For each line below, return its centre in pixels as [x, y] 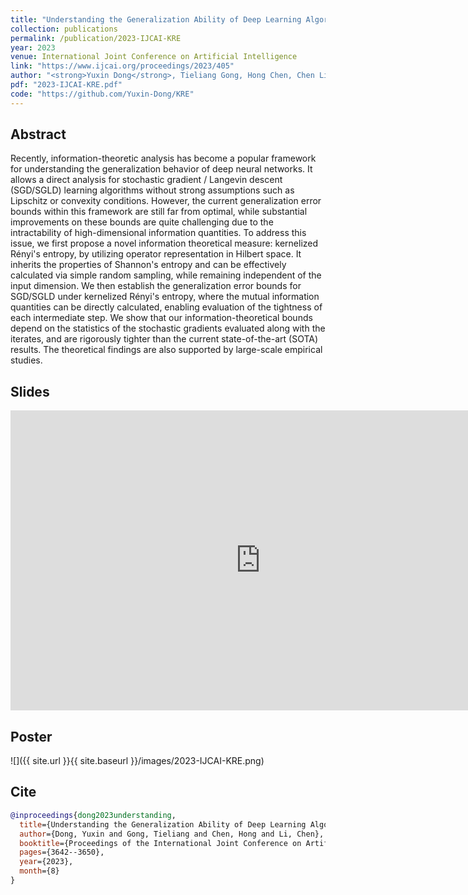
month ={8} [39, 871]
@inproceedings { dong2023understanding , [93, 815]
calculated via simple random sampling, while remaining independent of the [166, 275]
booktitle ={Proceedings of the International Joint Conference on [160, 843]
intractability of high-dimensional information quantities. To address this [158, 233]
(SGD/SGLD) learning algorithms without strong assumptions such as [152, 190]
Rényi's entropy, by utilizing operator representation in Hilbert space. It [156, 254]
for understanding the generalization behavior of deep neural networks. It [161, 169]
